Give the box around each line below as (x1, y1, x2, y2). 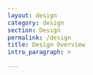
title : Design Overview (7, 41, 86, 49)
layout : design (7, 11, 58, 20)
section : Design (7, 26, 61, 34)
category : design (7, 19, 65, 27)
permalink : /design (7, 33, 72, 42)
